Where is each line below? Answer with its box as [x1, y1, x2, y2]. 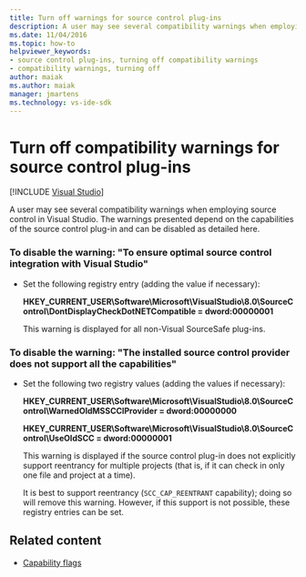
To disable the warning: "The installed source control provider [9, 346, 291, 359]
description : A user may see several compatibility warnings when [9, 22, 267, 31]
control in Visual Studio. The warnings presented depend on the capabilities [9, 214, 294, 225]
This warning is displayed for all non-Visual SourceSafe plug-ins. [22, 323, 266, 334]
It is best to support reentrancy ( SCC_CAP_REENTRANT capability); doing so [22, 487, 292, 498]
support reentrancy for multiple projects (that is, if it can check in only [22, 460, 285, 471]
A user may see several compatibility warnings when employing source [9, 204, 277, 215]
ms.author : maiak [9, 81, 76, 90]
